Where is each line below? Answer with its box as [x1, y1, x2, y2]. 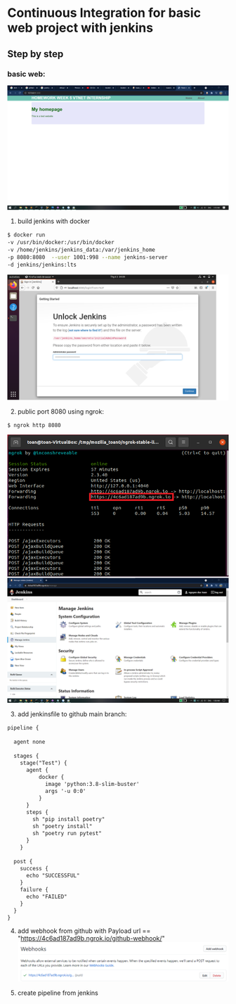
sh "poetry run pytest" [32, 830, 102, 837]
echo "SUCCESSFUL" [25, 872, 80, 879]
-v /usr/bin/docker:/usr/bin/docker [7, 239, 114, 246]
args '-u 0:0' [44, 787, 86, 794]
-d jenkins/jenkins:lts [7, 261, 77, 268]
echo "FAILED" [25, 893, 68, 900]
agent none [13, 738, 46, 745]
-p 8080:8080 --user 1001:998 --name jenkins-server [7, 254, 169, 261]
